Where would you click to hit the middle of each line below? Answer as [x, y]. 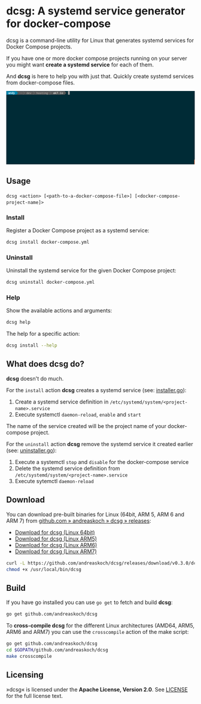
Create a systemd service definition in [62, 402]
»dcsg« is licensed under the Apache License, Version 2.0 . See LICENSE [97, 689]
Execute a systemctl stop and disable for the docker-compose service [102, 462]
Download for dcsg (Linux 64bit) [55, 532]
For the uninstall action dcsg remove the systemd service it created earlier [100, 444]
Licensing [25, 675]
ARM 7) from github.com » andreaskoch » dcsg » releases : [79, 521]
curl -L [16, 563]
